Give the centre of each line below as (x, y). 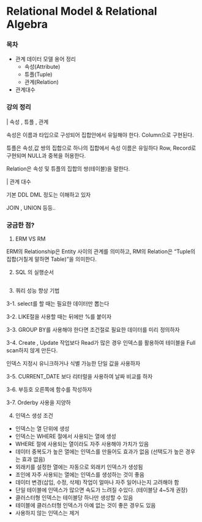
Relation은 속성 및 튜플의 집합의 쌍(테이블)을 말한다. (68, 168)
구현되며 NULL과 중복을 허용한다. (46, 155)
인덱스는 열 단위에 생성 (42, 429)
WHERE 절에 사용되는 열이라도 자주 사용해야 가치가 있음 (82, 444)
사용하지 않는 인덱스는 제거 (47, 513)
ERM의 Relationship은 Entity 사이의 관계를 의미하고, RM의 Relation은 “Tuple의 (101, 251)
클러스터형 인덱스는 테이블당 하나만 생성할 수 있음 (74, 497)
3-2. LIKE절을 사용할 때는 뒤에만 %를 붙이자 (59, 317)
